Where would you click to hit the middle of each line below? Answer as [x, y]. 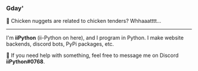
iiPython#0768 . [26, 62]
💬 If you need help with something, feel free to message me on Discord [92, 55]
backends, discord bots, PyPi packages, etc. [60, 44]
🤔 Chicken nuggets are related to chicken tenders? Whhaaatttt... [84, 21]
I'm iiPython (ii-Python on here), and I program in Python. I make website [95, 38]
